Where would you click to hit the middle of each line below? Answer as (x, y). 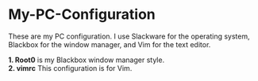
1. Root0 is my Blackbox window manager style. (87, 60)
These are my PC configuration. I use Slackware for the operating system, (129, 36)
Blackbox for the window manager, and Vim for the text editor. (110, 44)
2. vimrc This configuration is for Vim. (70, 68)
